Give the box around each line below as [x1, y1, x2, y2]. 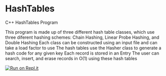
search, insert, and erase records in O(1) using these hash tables [5, 55, 138, 61]
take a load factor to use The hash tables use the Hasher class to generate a [5, 45, 162, 51]
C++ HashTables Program [5, 19, 58, 25]
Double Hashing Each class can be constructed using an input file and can [5, 39, 158, 45]
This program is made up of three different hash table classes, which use [5, 29, 155, 35]
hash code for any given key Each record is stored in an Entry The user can [5, 50, 160, 56]
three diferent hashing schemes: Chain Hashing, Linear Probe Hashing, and [5, 34, 160, 40]
